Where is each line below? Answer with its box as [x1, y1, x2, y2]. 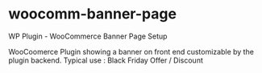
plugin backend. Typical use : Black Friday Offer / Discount [8, 55, 203, 65]
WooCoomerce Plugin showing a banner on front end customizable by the [8, 47, 254, 56]
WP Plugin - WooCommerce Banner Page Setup [8, 31, 168, 41]
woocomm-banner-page [8, 5, 177, 23]
